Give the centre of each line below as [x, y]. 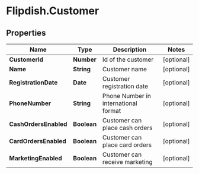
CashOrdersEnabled [38, 124]
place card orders [127, 145]
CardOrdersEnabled [38, 141]
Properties [26, 33]
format [112, 111]
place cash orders [128, 128]
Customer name [125, 69]
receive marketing [128, 162]
